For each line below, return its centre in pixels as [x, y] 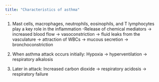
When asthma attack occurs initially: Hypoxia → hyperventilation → [80, 54]
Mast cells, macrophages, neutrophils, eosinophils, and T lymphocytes [83, 24]
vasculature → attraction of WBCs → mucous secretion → [70, 39]
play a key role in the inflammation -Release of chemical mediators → [82, 29]
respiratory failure [30, 74]
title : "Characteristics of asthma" [42, 10]
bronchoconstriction [33, 44]
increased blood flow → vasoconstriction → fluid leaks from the [76, 34]
